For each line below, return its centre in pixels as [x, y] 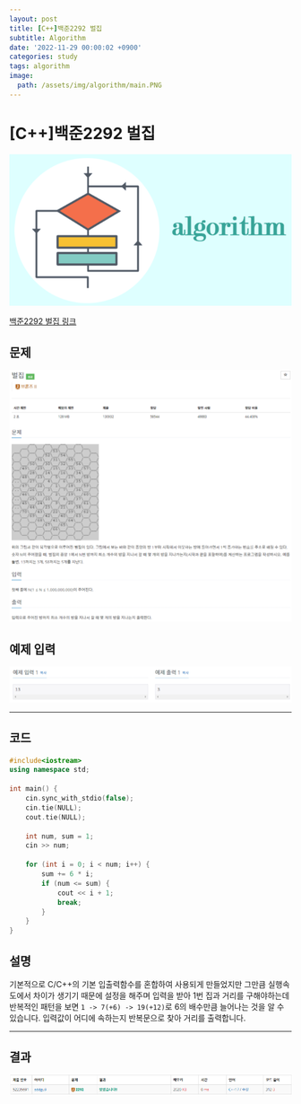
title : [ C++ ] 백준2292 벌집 [56, 28]
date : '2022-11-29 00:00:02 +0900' [76, 48]
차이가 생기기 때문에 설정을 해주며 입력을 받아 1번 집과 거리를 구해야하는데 [161, 995]
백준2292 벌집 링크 [43, 321]
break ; [69, 902]
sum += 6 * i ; [68, 874]
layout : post [34, 19]
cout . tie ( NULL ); [56, 817]
